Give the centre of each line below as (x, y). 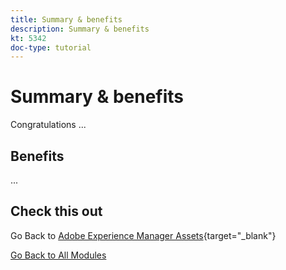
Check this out (56, 211)
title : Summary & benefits (66, 19)
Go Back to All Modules (58, 255)
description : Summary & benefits (80, 29)
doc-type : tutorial (51, 47)
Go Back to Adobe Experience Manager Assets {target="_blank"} (143, 235)
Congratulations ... (48, 125)
